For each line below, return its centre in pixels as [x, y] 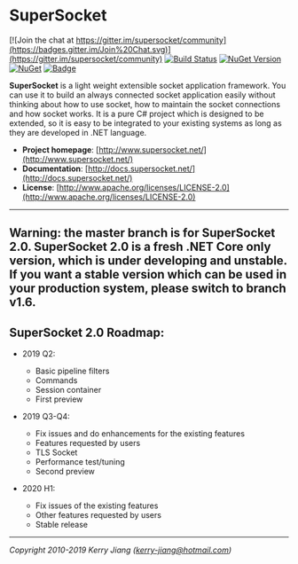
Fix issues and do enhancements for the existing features [140, 434]
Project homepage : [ [60, 149]
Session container [68, 390]
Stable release [62, 525]
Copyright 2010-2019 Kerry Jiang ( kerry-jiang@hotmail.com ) [121, 550]
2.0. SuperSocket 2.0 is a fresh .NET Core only [140, 247]
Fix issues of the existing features [97, 505]
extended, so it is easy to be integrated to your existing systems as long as [145, 123]
